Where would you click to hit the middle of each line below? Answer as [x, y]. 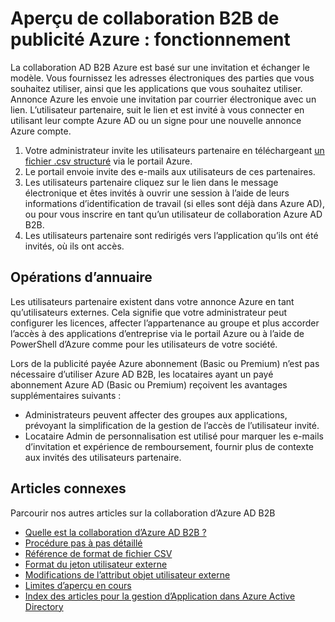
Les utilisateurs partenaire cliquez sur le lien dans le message [151, 182]
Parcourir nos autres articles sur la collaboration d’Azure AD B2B [143, 513]
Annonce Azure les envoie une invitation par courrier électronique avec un [163, 99]
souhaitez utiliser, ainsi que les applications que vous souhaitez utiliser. [156, 88]
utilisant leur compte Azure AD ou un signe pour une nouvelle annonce [156, 120]
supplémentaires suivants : [66, 395]
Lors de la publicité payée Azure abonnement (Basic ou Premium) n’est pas [165, 363]
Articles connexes [68, 488]
